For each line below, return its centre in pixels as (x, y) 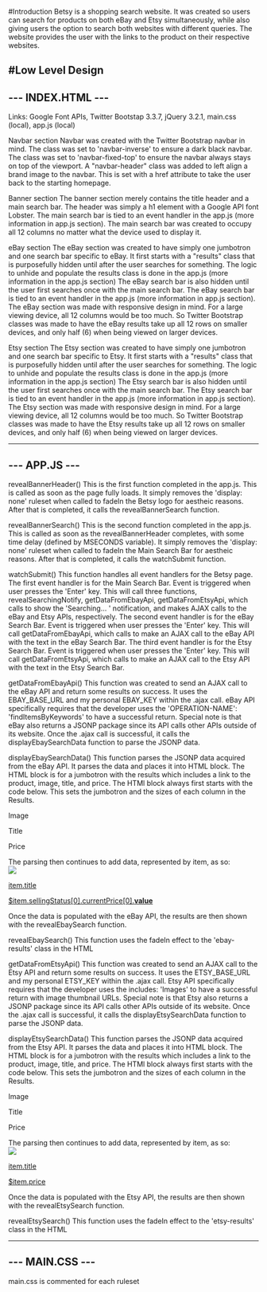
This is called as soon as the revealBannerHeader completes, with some (126, 534)
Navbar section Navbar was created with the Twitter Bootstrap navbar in (127, 141)
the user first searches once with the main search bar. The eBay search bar (132, 290)
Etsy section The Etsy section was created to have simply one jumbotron (127, 348)
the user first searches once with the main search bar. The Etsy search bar (130, 391)
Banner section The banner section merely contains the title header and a (129, 198)
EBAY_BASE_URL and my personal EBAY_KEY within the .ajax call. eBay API (132, 700)
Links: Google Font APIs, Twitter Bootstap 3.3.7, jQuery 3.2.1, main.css (122, 117)
